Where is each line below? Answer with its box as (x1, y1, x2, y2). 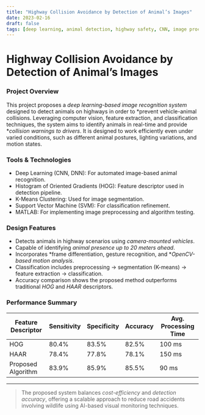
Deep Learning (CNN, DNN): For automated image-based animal (15, 170, 178, 177)
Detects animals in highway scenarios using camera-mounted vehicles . (15, 237, 195, 245)
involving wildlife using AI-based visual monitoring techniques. (21, 402, 179, 409)
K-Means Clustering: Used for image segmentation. (15, 195, 145, 203)
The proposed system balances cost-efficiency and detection (21, 389, 176, 396)
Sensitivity (48, 322, 81, 331)
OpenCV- (171, 250, 195, 258)
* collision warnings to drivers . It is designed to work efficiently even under (6, 127, 193, 135)
